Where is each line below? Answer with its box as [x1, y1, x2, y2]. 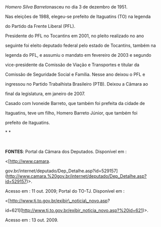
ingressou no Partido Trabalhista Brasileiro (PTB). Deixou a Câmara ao [5, 81, 149, 87]
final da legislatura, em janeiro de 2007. [5, 91, 86, 97]
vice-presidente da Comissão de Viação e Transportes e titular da [5, 62, 140, 68]
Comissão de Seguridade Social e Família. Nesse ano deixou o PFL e [5, 72, 145, 77]
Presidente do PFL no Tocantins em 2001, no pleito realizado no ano [5, 33, 144, 39]
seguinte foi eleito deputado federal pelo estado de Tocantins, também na [5, 42, 156, 48]
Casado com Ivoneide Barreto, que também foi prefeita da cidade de [5, 101, 145, 106]
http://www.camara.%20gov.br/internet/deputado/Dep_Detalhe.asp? [6, 173, 147, 179]
